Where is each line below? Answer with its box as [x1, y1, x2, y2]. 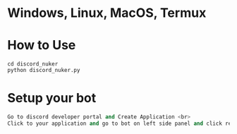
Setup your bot [7, 90, 97, 106]
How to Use [7, 37, 76, 54]
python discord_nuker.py [7, 67, 80, 74]
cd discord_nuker [7, 61, 59, 68]
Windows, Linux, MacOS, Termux [7, 5, 207, 21]
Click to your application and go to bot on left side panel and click [7, 120, 222, 127]
